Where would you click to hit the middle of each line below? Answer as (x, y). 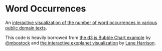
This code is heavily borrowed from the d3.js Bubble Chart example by (78, 37)
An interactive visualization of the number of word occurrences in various (81, 22)
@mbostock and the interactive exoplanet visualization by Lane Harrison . (81, 42)
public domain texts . (26, 27)
